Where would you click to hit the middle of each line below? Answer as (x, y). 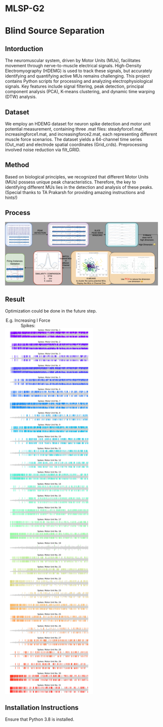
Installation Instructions (42, 707)
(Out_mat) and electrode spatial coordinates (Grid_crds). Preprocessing (76, 145)
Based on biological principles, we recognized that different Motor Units (77, 177)
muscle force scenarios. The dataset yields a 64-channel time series (73, 139)
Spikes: (28, 326)
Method (17, 165)
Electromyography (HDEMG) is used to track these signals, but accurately (79, 71)
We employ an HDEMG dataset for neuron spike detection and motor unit (78, 124)
